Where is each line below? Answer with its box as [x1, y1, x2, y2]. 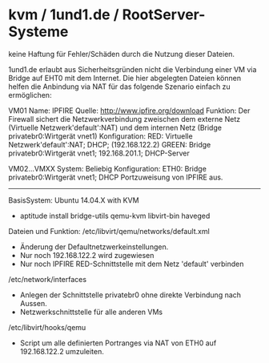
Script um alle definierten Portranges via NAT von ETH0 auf [19, 338, 217, 348]
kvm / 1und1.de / [8, 6, 119, 24]
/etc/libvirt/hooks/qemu [8, 322, 86, 332]
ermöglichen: [8, 90, 52, 99]
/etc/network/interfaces [8, 274, 86, 284]
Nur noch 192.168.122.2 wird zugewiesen [19, 250, 155, 260]
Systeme [8, 22, 69, 41]
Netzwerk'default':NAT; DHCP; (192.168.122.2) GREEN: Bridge [8, 139, 211, 149]
